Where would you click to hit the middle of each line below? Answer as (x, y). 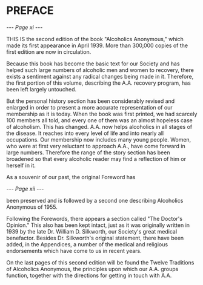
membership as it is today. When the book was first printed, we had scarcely (102, 114)
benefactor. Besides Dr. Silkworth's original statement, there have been (95, 238)
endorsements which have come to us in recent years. (74, 251)
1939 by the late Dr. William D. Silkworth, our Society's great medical (92, 231)
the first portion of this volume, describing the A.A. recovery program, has (98, 83)
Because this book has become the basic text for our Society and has (93, 64)
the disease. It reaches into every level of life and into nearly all (85, 133)
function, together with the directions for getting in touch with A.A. (89, 275)
